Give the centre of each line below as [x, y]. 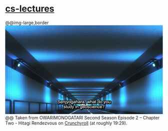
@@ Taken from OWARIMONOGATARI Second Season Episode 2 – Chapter [82, 117]
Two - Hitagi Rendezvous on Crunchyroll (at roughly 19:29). [66, 123]
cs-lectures [30, 9]
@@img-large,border [27, 23]
